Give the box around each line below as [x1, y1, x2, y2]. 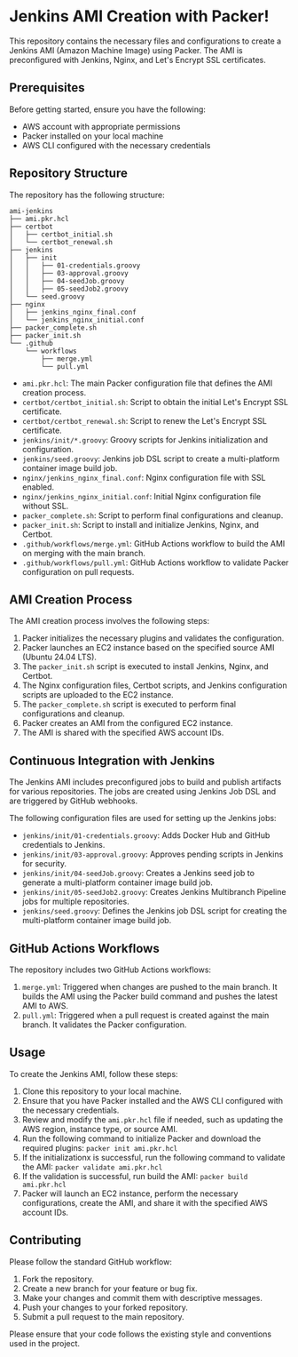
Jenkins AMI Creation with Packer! [9, 6, 270, 27]
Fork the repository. [21, 1273, 95, 1284]
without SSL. [21, 500, 69, 511]
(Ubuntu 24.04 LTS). [21, 651, 98, 663]
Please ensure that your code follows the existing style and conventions [9, 1329, 272, 1339]
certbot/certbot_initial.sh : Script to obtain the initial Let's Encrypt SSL [21, 396, 288, 407]
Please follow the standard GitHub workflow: [9, 1256, 173, 1267]
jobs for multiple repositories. [21, 896, 130, 907]
